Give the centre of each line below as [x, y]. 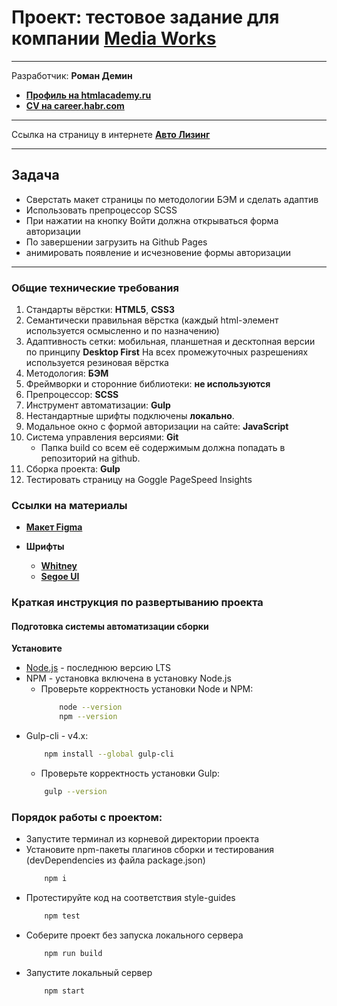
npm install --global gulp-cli [109, 754]
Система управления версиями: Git [102, 437]
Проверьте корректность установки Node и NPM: [147, 689]
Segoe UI [60, 577]
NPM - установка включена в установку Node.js [128, 678]
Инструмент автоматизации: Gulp [98, 405]
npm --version [88, 717]
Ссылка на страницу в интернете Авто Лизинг [111, 134]
